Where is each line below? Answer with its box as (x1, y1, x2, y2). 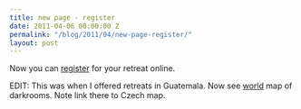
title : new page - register (9, 13, 116, 23)
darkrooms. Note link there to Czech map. (9, 90, 166, 101)
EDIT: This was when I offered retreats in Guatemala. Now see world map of (9, 80, 293, 91)
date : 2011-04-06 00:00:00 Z (9, 22, 120, 31)
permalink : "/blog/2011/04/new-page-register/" (9, 30, 193, 39)
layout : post (9, 38, 59, 48)
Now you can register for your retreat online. (9, 63, 176, 74)
